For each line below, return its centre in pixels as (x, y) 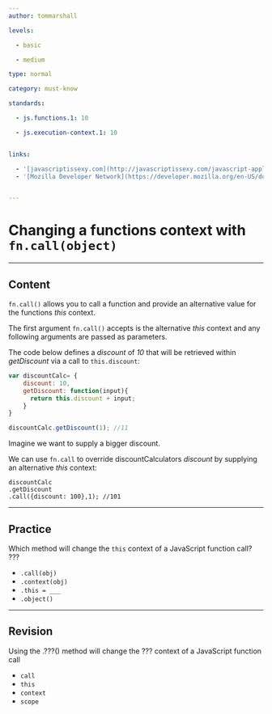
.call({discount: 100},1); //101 (65, 497)
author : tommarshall (43, 16)
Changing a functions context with (127, 230)
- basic (29, 45)
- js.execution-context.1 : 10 (66, 133)
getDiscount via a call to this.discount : (74, 361)
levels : (21, 30)
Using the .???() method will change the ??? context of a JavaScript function (135, 651)
